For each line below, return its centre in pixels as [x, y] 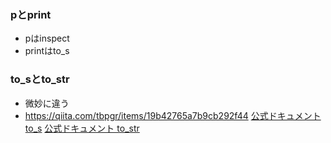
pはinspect [47, 38]
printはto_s [47, 51]
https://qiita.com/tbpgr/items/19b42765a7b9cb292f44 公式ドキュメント [173, 115]
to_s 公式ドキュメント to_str [82, 128]
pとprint [31, 14]
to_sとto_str [40, 79]
